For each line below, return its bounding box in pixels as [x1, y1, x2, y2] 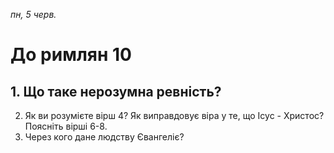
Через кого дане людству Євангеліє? [24, 131, 185, 143]
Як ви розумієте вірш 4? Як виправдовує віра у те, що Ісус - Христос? [24, 110, 325, 121]
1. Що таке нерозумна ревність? [10, 83, 222, 100]
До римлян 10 [10, 44, 132, 66]
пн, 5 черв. [10, 9, 57, 20]
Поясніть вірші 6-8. [24, 120, 108, 132]
